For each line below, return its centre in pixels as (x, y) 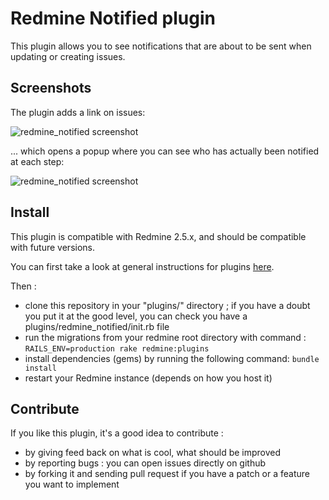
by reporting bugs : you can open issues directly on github (145, 463)
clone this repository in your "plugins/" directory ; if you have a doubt (167, 305)
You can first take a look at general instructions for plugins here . (142, 266)
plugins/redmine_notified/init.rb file (97, 326)
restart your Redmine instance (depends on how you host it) (148, 378)
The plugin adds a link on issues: (78, 112)
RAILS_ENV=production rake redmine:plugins (117, 348)
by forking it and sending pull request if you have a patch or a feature (167, 474)
